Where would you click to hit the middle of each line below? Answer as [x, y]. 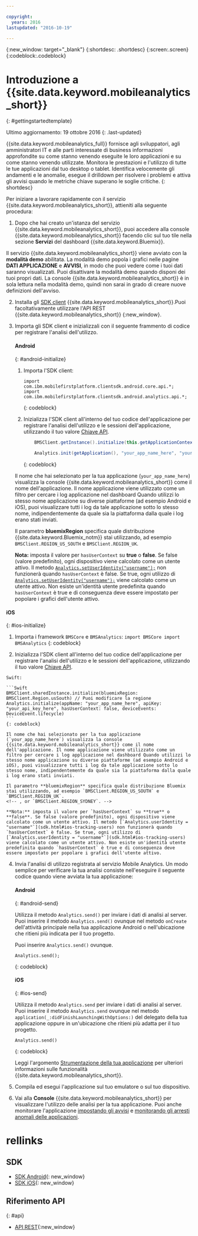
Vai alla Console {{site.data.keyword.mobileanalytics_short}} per [93, 1098]
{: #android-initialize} [40, 359]
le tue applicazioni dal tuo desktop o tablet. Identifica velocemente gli [90, 169]
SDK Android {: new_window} [50, 1176]
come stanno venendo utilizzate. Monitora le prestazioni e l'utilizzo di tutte [96, 163]
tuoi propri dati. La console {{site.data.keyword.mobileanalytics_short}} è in [98, 278]
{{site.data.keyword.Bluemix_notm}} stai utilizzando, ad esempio [93, 537]
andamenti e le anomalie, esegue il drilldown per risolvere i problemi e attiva [98, 175]
